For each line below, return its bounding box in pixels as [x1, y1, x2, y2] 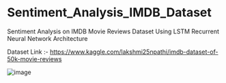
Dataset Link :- [7, 48, 49, 56]
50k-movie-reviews [7, 54, 62, 63]
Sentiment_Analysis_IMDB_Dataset [7, 5, 212, 20]
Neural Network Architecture [7, 34, 88, 42]
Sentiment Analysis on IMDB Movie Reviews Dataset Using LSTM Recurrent [7, 27, 220, 35]
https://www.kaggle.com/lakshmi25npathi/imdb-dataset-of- [50, 48, 218, 56]
